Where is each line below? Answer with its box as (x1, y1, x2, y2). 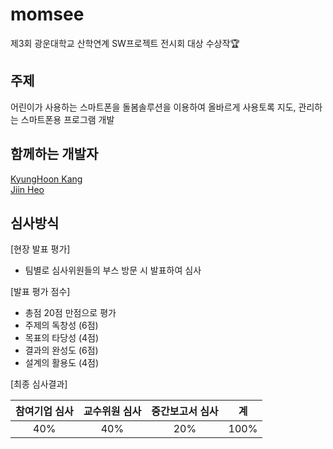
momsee (10, 3, 85, 26)
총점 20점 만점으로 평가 (24, 307, 117, 319)
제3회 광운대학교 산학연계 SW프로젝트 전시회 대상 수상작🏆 (10, 37, 240, 49)
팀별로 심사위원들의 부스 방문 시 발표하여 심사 (24, 264, 202, 277)
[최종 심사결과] (10, 378, 68, 390)
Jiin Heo (10, 183, 45, 195)
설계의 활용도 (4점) (24, 357, 100, 369)
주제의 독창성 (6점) (24, 319, 99, 332)
